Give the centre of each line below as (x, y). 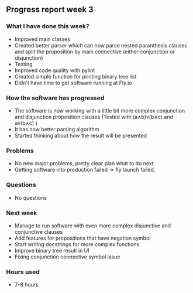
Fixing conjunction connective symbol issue (67, 257)
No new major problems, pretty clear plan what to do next (84, 163)
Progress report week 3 (50, 10)
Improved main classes (42, 39)
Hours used (23, 272)
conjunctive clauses (39, 231)
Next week (22, 213)
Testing (24, 64)
